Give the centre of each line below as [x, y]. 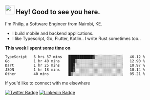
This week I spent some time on [38, 48]
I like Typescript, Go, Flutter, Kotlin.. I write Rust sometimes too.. [76, 38]
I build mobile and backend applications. [53, 33]
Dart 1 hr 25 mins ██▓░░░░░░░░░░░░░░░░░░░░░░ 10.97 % [75, 65]
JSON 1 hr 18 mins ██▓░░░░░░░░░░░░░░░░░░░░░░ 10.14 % [75, 70]
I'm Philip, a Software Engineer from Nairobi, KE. [54, 24]
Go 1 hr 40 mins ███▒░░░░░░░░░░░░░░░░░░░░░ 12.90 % [75, 61]
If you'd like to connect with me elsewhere [48, 83]
